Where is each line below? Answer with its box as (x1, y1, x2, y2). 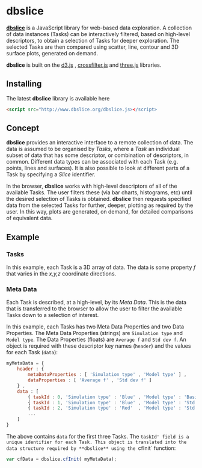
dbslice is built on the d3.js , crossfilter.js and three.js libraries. (6, 61, 162, 69)
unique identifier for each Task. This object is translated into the (6, 439, 187, 445)
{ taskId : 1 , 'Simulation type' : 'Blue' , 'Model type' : (28, 399, 182, 405)
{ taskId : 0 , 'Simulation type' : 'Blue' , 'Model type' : (28, 394, 182, 400)
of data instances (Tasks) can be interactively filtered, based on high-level (6, 30, 191, 37)
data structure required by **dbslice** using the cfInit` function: (6, 444, 176, 452)
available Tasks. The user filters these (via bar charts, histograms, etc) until (6, 189, 192, 196)
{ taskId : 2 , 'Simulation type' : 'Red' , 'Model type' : (28, 405, 182, 411)
